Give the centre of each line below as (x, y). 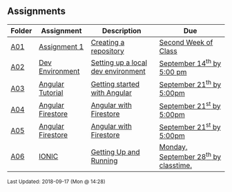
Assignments (37, 11)
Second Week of (186, 42)
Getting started (115, 84)
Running (104, 160)
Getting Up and (115, 152)
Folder (21, 30)
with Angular (112, 92)
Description (122, 30)
